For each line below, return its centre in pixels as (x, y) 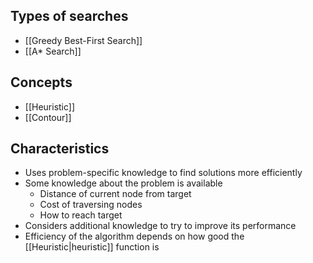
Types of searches (69, 16)
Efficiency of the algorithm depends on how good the (134, 236)
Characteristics (60, 149)
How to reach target (81, 215)
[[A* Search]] (53, 51)
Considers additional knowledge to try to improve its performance (160, 226)
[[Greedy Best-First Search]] (83, 40)
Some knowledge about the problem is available (123, 183)
